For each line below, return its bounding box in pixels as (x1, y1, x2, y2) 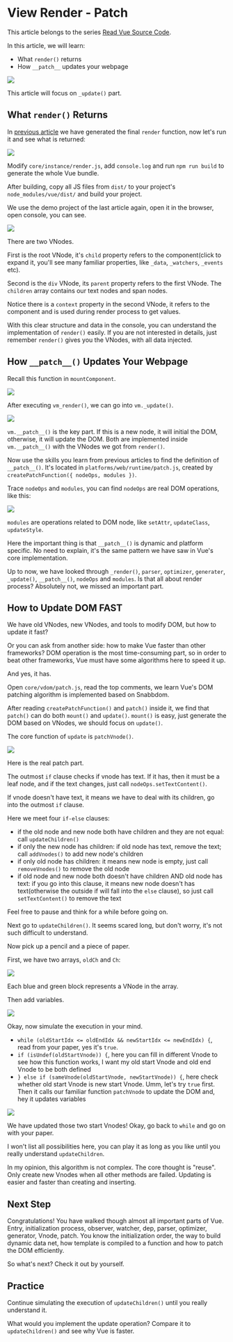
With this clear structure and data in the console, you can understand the (7, 320, 217, 329)
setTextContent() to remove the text (17, 894, 122, 903)
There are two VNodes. (7, 237, 74, 245)
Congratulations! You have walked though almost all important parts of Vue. (7, 1217, 224, 1225)
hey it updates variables (17, 1095, 86, 1103)
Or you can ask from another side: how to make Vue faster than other (7, 641, 207, 650)
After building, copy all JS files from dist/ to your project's (7, 182, 176, 191)
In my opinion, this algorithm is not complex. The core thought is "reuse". (7, 1163, 216, 1171)
